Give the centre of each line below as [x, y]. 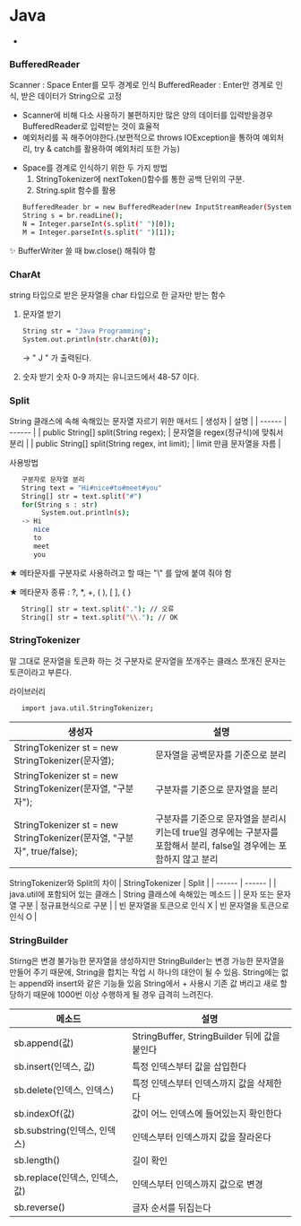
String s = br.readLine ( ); [73, 215]
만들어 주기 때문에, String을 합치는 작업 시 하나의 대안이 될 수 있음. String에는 [144, 972]
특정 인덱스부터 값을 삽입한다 [189, 1066]
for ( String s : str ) [60, 504]
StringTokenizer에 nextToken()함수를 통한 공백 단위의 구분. [140, 179]
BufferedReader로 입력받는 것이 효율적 [91, 126]
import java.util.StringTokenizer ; [87, 708]
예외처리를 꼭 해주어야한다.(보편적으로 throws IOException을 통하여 [141, 138]
